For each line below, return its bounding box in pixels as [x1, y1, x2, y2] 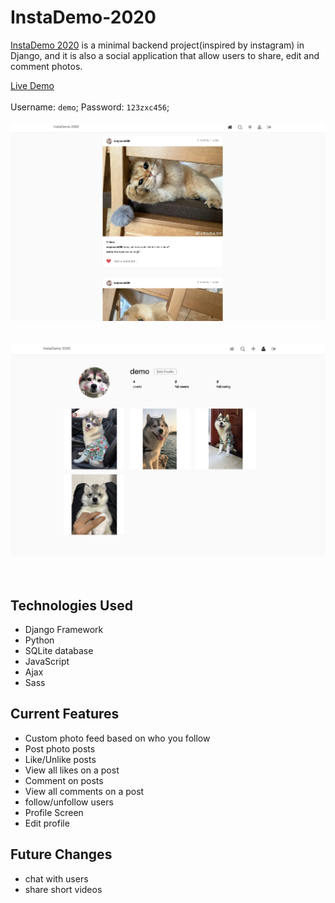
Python [24, 634, 55, 646]
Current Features [10, 706, 120, 723]
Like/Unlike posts [24, 753, 97, 765]
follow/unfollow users [24, 796, 114, 808]
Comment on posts [24, 774, 104, 786]
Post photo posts [24, 742, 96, 755]
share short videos [24, 883, 103, 895]
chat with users [24, 872, 89, 885]
